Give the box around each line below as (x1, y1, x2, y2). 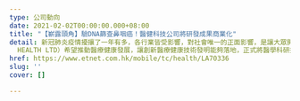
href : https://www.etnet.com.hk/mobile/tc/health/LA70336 (9, 54, 229, 63)
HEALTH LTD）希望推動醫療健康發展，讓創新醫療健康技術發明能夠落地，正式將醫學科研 (17, 46, 290, 55)
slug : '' (9, 63, 42, 72)
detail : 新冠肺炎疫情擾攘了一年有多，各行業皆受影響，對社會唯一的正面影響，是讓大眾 (9, 37, 287, 47)
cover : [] (9, 71, 46, 80)
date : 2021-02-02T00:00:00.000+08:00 (9, 21, 150, 30)
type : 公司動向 (9, 12, 61, 22)
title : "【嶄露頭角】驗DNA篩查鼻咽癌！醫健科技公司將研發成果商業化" (9, 29, 237, 38)
